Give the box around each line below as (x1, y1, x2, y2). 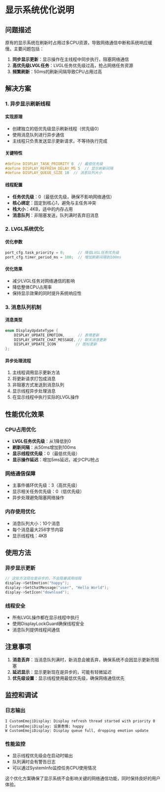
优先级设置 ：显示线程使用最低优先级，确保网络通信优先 (12, 675, 125, 681)
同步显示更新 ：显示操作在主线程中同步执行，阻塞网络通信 (12, 56, 129, 62)
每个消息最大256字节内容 (12, 526, 64, 533)
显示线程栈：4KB (12, 533, 47, 539)
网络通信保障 (5, 470, 36, 477)
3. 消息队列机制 (5, 304, 42, 311)
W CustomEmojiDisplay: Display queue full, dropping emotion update (5, 728, 149, 733)
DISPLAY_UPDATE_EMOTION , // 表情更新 (14, 332, 99, 338)
